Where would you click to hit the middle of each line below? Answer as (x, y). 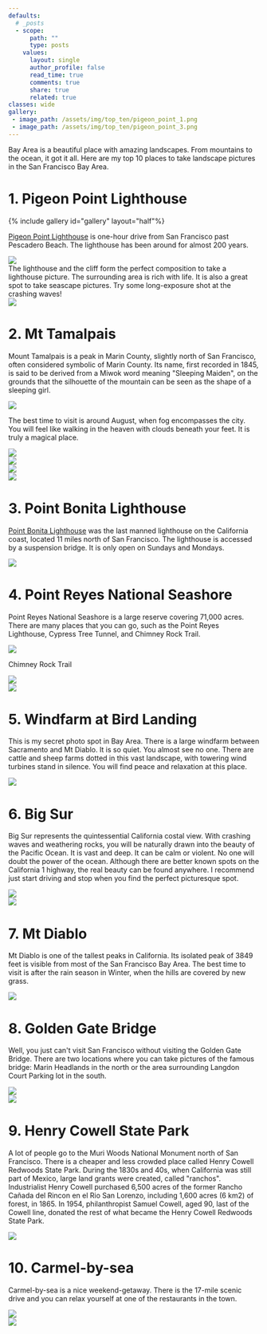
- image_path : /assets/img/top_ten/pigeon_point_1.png (104, 120)
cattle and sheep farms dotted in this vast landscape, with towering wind (128, 758)
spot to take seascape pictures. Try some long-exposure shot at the (120, 285)
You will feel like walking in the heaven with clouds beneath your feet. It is (129, 428)
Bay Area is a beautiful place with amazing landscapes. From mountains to (130, 149)
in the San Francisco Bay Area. (59, 166)
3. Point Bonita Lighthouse (97, 508)
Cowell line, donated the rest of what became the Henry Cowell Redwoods (130, 1213)
